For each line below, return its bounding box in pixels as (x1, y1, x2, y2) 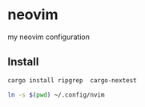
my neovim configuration (7, 32, 90, 42)
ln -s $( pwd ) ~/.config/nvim (7, 90, 105, 99)
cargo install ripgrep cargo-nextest (7, 76, 137, 85)
